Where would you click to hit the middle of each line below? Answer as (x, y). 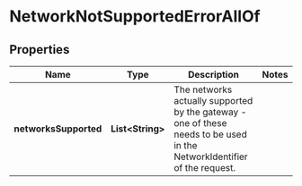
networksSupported (58, 129)
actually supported (213, 101)
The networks (203, 89)
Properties (40, 50)
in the (186, 145)
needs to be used (210, 134)
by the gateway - (210, 112)
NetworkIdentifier (211, 156)
